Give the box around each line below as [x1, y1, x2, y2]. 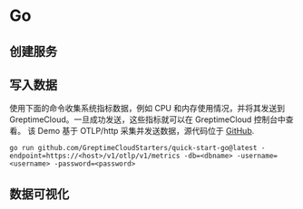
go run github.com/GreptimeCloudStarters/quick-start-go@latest [9, 144, 258, 153]
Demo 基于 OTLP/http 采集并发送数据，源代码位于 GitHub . [37, 126, 255, 137]
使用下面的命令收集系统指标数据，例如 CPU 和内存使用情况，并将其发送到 [9, 103, 286, 114]
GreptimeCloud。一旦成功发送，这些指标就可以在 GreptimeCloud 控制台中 [9, 114, 286, 125]
